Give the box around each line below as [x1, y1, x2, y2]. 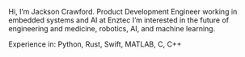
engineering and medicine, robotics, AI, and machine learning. [8, 24, 216, 33]
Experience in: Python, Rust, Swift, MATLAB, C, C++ [8, 39, 182, 49]
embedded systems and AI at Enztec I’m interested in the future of [8, 15, 230, 25]
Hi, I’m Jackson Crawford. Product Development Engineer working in [8, 7, 238, 16]
